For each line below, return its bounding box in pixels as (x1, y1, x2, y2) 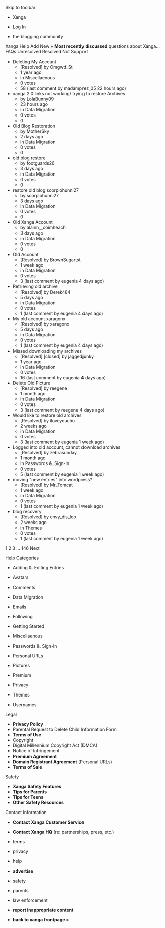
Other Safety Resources (12, 799, 64, 805)
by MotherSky (20, 128, 49, 134)
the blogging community (12, 34, 64, 39)
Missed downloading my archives (12, 348, 82, 354)
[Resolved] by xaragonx (20, 321, 69, 327)
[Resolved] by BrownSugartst (20, 257, 81, 263)
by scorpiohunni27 (20, 193, 59, 198)
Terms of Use (12, 732, 42, 738)
